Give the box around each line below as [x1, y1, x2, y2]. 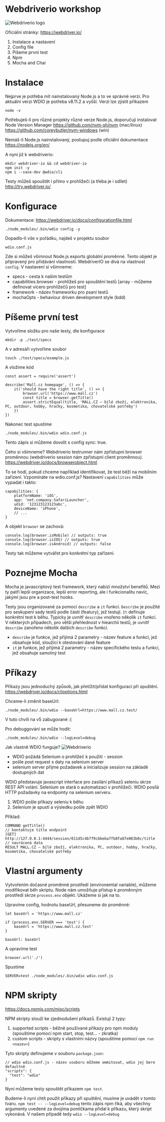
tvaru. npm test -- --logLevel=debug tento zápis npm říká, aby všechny [5, 1100, 151, 1106]
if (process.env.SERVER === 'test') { [5, 920, 85, 924]
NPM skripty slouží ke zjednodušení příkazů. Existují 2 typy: [5, 1016, 127, 1022]
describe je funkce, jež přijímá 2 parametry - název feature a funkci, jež [12, 634, 158, 640]
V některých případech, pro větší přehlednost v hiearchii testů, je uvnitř [5, 619, 149, 625]
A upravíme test [5, 946, 37, 952]
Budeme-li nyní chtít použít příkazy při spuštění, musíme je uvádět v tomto [5, 1095, 156, 1101]
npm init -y [5, 165, 30, 170]
